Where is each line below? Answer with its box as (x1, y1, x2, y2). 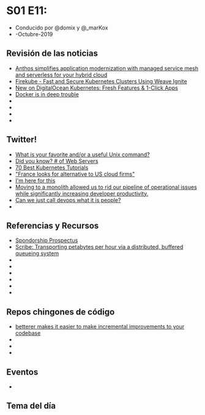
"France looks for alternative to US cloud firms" (15, 170, 135, 178)
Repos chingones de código (6, 306, 115, 317)
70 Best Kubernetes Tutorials (15, 164, 89, 171)
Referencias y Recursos (6, 220, 99, 230)
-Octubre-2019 (15, 30, 53, 37)
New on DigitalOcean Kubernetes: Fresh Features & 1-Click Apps (15, 84, 179, 91)
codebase (15, 329, 41, 337)
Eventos (6, 367, 39, 377)
